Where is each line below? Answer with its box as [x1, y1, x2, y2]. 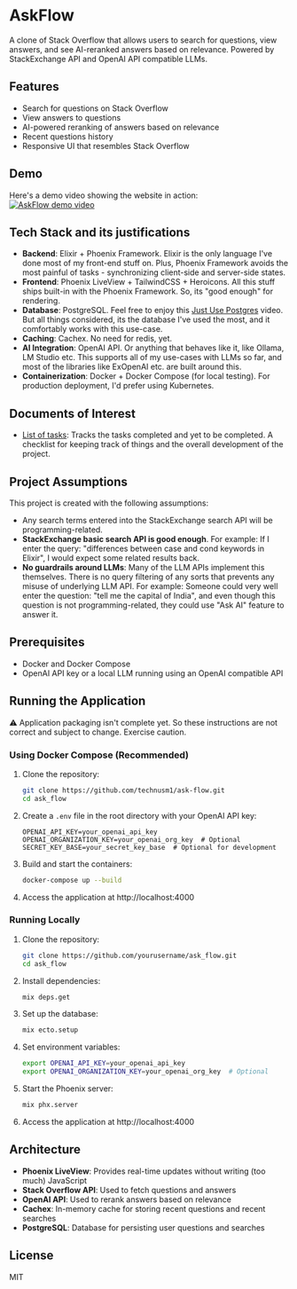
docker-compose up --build [21, 876, 122, 884]
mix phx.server [21, 1101, 79, 1110]
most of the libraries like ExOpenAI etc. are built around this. [21, 361, 242, 373]
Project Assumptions [9, 474, 129, 489]
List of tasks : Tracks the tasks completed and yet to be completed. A [21, 429, 273, 440]
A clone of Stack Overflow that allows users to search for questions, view [9, 35, 277, 45]
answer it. [21, 609, 59, 619]
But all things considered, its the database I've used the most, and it [21, 314, 270, 325]
